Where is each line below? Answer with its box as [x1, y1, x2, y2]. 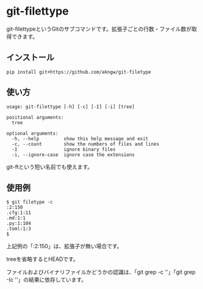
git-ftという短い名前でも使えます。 [6, 163, 93, 170]
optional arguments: [6, 130, 59, 137]
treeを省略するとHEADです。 [6, 255, 79, 263]
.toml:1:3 [6, 226, 32, 232]
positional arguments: [6, 114, 64, 120]
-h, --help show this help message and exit [12, 135, 149, 141]
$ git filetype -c [6, 199, 53, 205]
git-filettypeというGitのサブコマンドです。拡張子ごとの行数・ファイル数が [6, 25, 192, 32]
